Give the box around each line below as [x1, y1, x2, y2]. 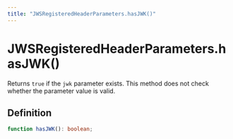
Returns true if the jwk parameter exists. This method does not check [7, 79, 210, 87]
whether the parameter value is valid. [7, 86, 116, 95]
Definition [7, 107, 52, 119]
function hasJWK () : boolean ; [7, 126, 93, 133]
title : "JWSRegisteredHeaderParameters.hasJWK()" [7, 10, 157, 18]
